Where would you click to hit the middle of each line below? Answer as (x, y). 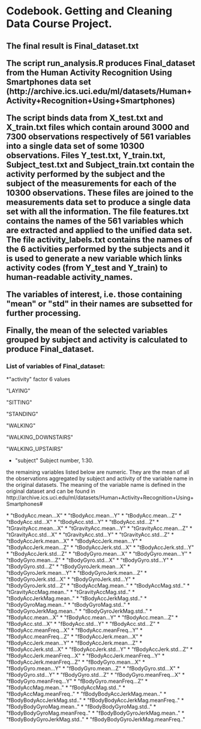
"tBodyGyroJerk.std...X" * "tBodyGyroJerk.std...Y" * (71, 579)
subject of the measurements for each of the (91, 183)
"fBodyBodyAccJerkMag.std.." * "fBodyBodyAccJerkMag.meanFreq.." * (95, 700)
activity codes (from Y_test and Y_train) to (87, 268)
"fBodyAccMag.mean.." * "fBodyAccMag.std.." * (66, 687)
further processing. (43, 313)
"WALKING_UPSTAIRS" (35, 448)
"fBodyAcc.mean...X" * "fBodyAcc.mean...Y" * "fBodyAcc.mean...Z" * (92, 617)
